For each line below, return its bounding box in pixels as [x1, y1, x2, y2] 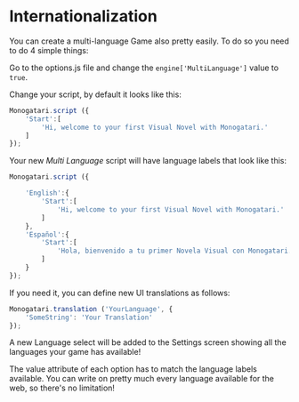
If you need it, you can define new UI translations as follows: [9, 287, 230, 298]
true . [9, 71, 28, 82]
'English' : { [25, 189, 69, 197]
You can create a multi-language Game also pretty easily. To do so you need [9, 36, 289, 46]
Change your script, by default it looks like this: [9, 89, 182, 100]
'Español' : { [25, 229, 69, 239]
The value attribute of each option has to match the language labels [9, 364, 258, 374]
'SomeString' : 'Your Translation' [25, 313, 153, 322]
